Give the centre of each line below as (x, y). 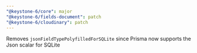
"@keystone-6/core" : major (39, 11)
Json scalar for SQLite (33, 45)
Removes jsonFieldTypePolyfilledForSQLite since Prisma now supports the (99, 39)
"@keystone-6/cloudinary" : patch (47, 22)
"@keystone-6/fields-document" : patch (54, 17)
